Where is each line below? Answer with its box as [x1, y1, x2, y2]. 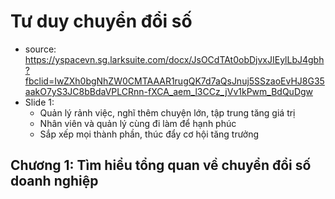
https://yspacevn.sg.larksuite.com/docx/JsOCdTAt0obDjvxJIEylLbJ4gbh [24, 53, 325, 65]
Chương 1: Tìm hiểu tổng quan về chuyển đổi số [10, 157, 312, 174]
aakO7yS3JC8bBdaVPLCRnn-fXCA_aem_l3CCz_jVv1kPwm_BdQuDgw [24, 85, 314, 97]
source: [24, 43, 57, 55]
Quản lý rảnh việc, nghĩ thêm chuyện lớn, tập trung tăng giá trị [39, 106, 296, 119]
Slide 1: [24, 96, 55, 108]
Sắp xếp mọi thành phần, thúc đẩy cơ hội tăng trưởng [39, 128, 260, 140]
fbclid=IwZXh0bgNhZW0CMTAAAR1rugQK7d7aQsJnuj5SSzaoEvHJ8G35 [24, 75, 325, 87]
